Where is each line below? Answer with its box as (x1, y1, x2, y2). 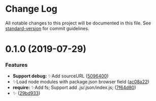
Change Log (5, 3, 57, 15)
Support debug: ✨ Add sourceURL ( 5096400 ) (12, 73, 109, 79)
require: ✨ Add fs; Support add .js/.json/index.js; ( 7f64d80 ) (12, 85, 136, 91)
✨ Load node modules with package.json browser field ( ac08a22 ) (12, 79, 149, 85)
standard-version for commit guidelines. (5, 25, 89, 31)
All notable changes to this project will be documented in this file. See (5, 20, 151, 26)
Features (5, 62, 28, 69)
